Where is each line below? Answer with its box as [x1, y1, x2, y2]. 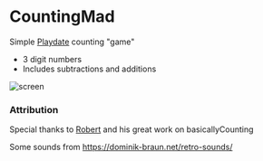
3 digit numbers [22, 53, 83, 64]
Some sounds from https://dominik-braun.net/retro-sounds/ [9, 142, 233, 153]
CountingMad [9, 6, 115, 27]
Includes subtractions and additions [22, 63, 157, 74]
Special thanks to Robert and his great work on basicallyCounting [9, 124, 254, 135]
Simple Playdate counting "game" [9, 36, 135, 47]
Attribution [9, 103, 59, 116]
